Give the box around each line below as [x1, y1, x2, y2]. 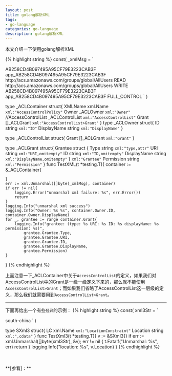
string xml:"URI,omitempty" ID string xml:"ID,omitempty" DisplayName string [5, 151, 166, 156]
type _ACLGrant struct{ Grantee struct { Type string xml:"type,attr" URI [5, 145, 158, 151]
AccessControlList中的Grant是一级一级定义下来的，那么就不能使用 [5, 279, 145, 285]
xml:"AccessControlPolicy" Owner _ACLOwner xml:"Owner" [5, 109, 131, 115]
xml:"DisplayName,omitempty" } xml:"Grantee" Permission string [5, 156, 140, 162]
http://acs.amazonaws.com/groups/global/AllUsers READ [5, 77, 126, 83]
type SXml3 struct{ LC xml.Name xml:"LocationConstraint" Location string [5, 327, 164, 333]
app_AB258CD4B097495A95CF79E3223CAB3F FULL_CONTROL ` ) [5, 93, 148, 99]
